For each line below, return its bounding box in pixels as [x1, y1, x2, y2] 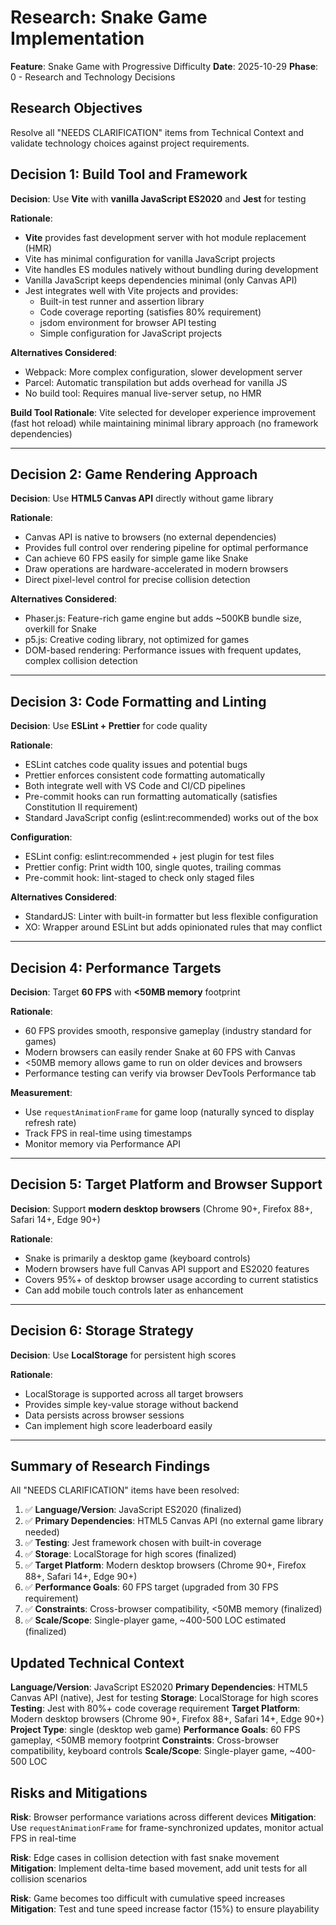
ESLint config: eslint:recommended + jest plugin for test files [24, 851, 275, 863]
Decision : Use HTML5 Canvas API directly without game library [10, 492, 274, 505]
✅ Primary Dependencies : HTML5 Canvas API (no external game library [24, 1515, 324, 1527]
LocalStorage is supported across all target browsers [24, 1387, 244, 1400]
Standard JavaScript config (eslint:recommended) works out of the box [24, 812, 319, 824]
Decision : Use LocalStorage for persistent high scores [10, 1349, 237, 1361]
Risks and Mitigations [10, 1784, 148, 1801]
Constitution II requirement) [24, 801, 138, 813]
